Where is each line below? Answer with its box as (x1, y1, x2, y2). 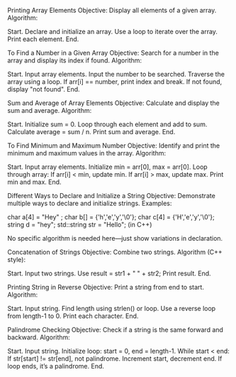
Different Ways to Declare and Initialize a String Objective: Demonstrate (7, 192, 216, 200)
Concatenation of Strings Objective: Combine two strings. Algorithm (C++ (7, 248, 223, 256)
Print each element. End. (7, 35, 79, 43)
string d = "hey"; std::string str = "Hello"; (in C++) (7, 220, 152, 229)
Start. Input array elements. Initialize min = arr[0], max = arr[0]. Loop (7, 163, 208, 171)
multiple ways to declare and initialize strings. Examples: (7, 199, 172, 207)
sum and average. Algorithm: (7, 106, 92, 114)
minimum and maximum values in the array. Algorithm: (7, 149, 167, 157)
